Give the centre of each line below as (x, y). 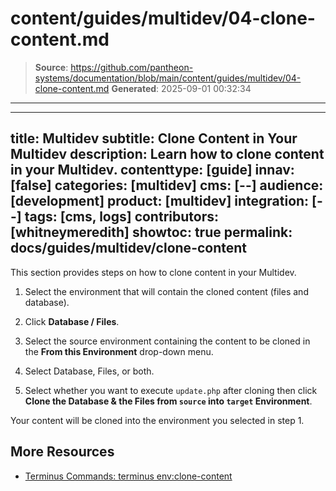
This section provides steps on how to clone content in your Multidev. (153, 272)
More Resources (62, 452)
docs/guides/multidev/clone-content (129, 248)
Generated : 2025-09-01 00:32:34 (181, 88)
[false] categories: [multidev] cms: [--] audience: (167, 185)
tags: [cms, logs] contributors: (121, 217)
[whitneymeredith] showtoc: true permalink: (151, 232)
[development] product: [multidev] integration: (160, 201)
